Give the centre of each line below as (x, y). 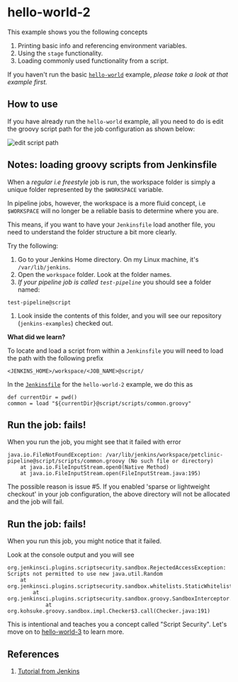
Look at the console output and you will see (71, 555)
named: (29, 289)
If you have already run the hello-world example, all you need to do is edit (115, 121)
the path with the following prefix (56, 358)
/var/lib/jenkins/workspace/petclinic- (164, 455)
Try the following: (33, 246)
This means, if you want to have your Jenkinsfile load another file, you (111, 225)
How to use (33, 104)
